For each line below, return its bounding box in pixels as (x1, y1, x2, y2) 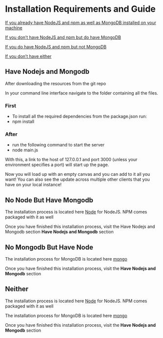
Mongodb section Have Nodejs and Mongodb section (5, 229, 114, 235)
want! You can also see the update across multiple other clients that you (5, 176, 150, 182)
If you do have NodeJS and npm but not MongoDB (5, 44, 107, 49)
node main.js (12, 147, 38, 153)
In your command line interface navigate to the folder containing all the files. (5, 90, 159, 96)
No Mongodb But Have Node (5, 243, 94, 251)
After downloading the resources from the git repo (5, 80, 106, 86)
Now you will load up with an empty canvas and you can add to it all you (5, 171, 150, 177)
